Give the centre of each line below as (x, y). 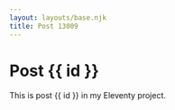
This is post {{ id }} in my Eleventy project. (88, 96)
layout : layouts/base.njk (58, 18)
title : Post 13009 (44, 26)
